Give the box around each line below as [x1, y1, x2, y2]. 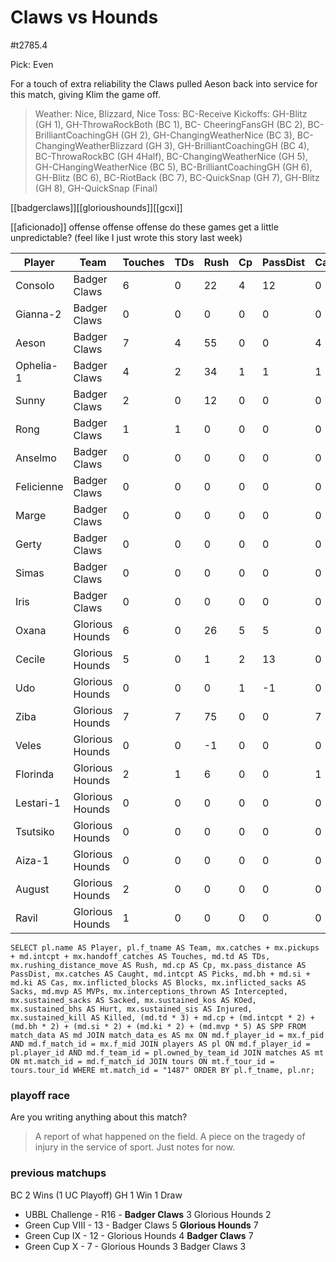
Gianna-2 [15, 307, 62, 321]
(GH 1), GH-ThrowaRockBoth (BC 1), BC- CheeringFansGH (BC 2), [34, 118, 306, 130]
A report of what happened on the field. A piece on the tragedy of [34, 1131, 306, 1143]
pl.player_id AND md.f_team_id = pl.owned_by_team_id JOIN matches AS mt [10, 1047, 325, 1058]
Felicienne [15, 479, 64, 493]
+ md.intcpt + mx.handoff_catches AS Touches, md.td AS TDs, [10, 951, 271, 961]
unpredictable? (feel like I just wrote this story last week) [10, 231, 243, 243]
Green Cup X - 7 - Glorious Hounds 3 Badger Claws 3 [24, 1240, 247, 1252]
